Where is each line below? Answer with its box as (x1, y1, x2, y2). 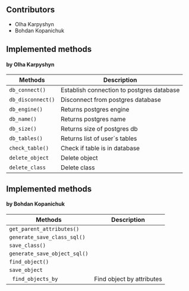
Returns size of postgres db (60, 125, 138, 133)
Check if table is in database (60, 144, 140, 153)
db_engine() (9, 106, 43, 113)
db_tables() (9, 135, 43, 142)
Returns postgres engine (60, 106, 130, 114)
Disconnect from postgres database (60, 95, 162, 104)
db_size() (9, 125, 37, 132)
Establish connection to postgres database (60, 86, 180, 94)
